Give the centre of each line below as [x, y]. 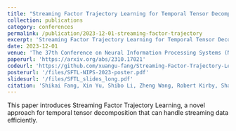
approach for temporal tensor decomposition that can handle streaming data [118, 113]
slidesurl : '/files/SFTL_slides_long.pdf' [70, 79]
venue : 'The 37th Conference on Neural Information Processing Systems [114, 53]
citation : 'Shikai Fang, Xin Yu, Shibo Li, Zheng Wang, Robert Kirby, [113, 85]
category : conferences [40, 27]
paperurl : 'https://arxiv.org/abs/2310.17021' [77, 60]
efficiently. [22, 120]
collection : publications [45, 20]
